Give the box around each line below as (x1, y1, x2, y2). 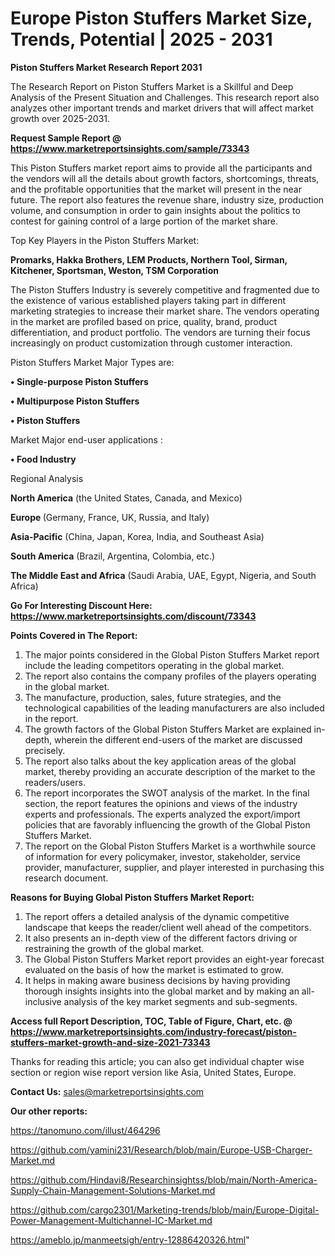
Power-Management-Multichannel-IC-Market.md (10, 1214, 213, 1226)
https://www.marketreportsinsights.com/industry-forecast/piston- (10, 1025, 297, 1037)
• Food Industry (10, 453, 77, 465)
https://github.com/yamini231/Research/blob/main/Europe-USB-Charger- (10, 1143, 313, 1156)
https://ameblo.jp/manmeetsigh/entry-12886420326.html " (10, 1233, 250, 1246)
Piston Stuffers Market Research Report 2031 (10, 61, 203, 73)
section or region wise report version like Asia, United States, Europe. (10, 1066, 297, 1078)
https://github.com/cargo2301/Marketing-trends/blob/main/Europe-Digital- (10, 1203, 320, 1216)
